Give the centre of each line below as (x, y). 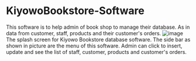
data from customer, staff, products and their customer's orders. (84, 33)
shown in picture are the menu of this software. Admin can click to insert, (94, 46)
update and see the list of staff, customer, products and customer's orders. (97, 52)
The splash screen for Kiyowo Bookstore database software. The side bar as (98, 39)
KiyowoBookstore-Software (75, 11)
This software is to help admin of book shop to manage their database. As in (98, 27)
